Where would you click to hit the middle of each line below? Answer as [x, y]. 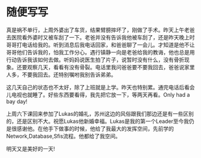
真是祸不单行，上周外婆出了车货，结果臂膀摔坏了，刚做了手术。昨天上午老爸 [100, 30]
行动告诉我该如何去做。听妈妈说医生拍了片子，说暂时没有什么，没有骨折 [95, 60]
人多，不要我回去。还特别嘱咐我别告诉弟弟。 [61, 75]
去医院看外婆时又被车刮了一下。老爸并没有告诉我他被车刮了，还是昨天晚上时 [100, 37]
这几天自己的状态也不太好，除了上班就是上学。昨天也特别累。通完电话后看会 [100, 87]
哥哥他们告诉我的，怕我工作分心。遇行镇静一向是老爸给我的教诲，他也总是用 [100, 52]
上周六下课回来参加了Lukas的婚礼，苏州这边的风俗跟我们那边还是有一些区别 [100, 113]
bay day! [17, 101]
